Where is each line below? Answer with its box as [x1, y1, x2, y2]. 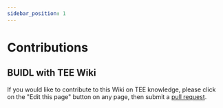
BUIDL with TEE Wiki [7, 67, 96, 79]
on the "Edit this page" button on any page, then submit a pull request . [7, 92, 207, 100]
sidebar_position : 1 [7, 10, 67, 17]
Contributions [7, 39, 88, 55]
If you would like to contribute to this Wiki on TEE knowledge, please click [7, 85, 216, 94]
